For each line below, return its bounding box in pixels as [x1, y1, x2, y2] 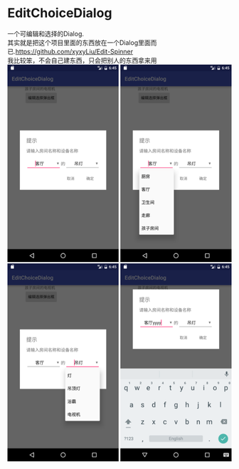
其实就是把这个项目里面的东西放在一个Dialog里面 [7, 38, 151, 47]
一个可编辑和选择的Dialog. [7, 29, 84, 38]
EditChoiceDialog [7, 5, 112, 21]
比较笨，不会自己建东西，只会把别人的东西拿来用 [13, 56, 157, 65]
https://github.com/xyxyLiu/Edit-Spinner [15, 47, 134, 56]
